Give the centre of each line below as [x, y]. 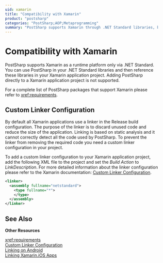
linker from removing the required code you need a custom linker [70, 142]
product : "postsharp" [27, 18]
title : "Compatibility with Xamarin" [43, 14]
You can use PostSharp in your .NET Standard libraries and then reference [79, 70]
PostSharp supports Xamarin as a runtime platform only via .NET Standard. [80, 65]
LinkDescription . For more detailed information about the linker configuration [81, 167]
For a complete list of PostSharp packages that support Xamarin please [76, 90]
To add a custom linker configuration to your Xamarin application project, [78, 157]
